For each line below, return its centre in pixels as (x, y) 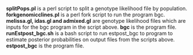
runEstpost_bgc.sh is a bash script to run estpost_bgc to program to (89, 33)
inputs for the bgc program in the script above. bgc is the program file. (92, 27)
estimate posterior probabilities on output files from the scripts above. (90, 39)
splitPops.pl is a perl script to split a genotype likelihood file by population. (97, 8)
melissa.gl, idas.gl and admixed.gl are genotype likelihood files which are (96, 21)
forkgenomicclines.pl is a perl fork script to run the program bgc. (86, 15)
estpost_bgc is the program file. (45, 46)
